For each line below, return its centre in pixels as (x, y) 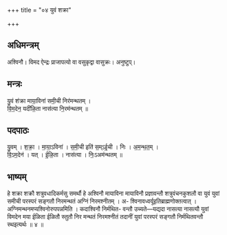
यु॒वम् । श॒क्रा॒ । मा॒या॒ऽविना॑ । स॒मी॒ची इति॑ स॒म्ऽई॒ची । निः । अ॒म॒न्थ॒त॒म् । (83, 147)
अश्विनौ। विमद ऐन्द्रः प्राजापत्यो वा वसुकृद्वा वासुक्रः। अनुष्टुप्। (72, 62)
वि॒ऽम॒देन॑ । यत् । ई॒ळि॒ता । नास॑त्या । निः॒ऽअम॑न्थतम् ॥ (65, 155)
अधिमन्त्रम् (23, 45)
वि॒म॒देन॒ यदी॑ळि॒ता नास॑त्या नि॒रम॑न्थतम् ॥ (47, 108)
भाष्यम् (17, 177)
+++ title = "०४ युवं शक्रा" (39, 10)
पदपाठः (18, 131)
